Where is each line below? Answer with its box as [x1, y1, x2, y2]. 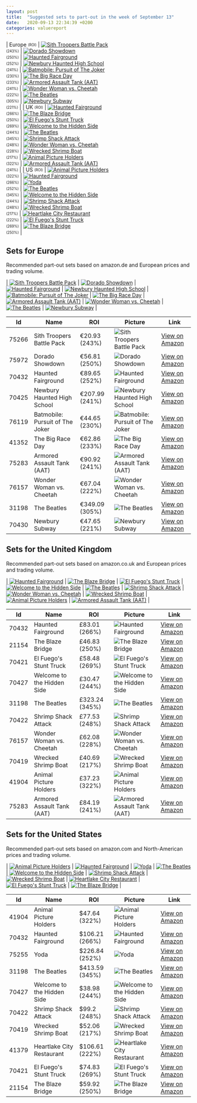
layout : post [6, 8, 38, 15]
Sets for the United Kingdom [6, 544, 113, 554]
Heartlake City [33, 1042, 73, 1051]
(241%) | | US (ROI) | [6, 166, 46, 174]
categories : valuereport [6, 25, 67, 31]
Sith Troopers [33, 332, 72, 340]
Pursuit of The [33, 418, 73, 426]
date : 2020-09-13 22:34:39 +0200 [6, 19, 93, 25]
